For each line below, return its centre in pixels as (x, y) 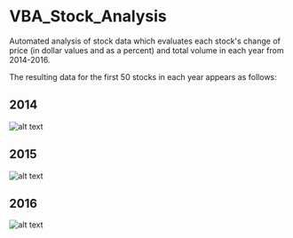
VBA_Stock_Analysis (88, 16)
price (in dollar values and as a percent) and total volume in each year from (146, 50)
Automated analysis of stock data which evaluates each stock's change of (145, 41)
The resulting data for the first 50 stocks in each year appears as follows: (143, 76)
